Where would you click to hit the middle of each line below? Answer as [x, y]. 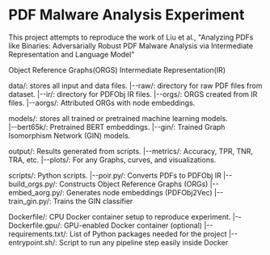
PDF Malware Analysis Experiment [127, 15]
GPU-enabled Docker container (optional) [133, 225]
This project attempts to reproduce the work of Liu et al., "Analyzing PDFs [131, 37]
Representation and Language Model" [72, 54]
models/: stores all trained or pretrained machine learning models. [118, 118]
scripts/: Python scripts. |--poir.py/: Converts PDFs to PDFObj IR [115, 175]
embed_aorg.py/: [36, 192]
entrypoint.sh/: [33, 242]
